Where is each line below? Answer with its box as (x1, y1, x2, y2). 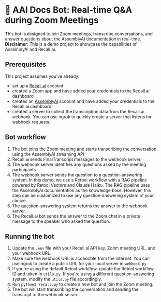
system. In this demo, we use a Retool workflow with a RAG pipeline (12, 177, 147, 183)
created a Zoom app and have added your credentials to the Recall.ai (12, 88, 150, 94)
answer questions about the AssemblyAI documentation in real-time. (5, 36, 142, 42)
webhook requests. (12, 119, 51, 124)
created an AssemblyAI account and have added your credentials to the (12, 98, 155, 104)
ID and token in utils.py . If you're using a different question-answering (12, 271, 155, 277)
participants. (12, 166, 37, 172)
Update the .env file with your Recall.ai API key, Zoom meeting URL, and (12, 245, 156, 251)
